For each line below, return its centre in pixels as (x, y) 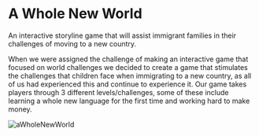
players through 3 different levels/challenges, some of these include (119, 92)
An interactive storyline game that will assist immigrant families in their (122, 35)
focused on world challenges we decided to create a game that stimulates (128, 67)
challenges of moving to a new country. (72, 43)
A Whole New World (76, 14)
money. (20, 109)
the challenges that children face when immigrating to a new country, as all (130, 75)
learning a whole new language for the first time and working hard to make (129, 101)
